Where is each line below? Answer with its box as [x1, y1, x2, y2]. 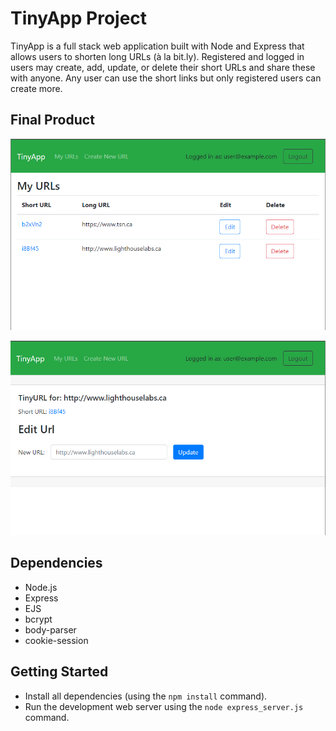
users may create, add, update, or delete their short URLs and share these [10, 61, 316, 73]
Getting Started [10, 663, 109, 681]
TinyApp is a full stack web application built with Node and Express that [10, 40, 305, 52]
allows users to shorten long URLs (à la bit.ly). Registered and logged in [10, 50, 305, 62]
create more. [10, 82, 63, 94]
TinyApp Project [10, 7, 148, 30]
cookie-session [24, 634, 89, 646]
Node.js [24, 581, 58, 593]
